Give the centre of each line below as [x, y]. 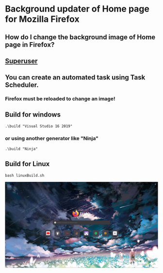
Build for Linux [27, 164]
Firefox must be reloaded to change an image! [60, 99]
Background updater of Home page [77, 9]
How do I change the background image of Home [80, 37]
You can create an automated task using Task [75, 78]
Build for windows [33, 114]
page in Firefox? [30, 45]
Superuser [21, 61]
